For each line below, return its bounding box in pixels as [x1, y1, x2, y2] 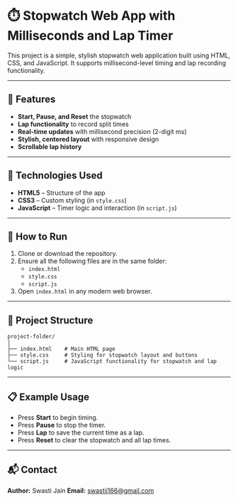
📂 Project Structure [7, 314, 93, 326]
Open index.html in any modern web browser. [17, 287, 152, 296]
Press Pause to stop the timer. [17, 421, 106, 429]
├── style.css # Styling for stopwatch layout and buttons [7, 352, 198, 359]
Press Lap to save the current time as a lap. [17, 428, 144, 437]
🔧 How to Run [7, 230, 68, 242]
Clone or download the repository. [17, 250, 118, 258]
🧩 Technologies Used [7, 169, 103, 182]
